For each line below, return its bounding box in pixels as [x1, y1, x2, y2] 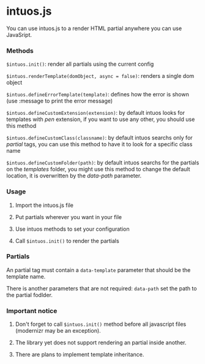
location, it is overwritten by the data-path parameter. [6, 172, 142, 179]
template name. [6, 273, 46, 280]
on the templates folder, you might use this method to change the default [6, 166, 191, 173]
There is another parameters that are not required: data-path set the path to [6, 284, 197, 292]
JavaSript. [6, 31, 32, 38]
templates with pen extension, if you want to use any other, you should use [6, 115, 195, 123]
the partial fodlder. [6, 291, 53, 298]
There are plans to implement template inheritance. [15, 351, 144, 358]
